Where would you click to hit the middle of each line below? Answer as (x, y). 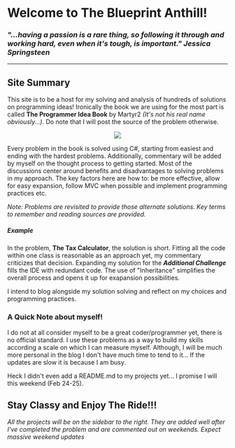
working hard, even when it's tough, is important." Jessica (109, 43)
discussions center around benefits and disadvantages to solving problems (115, 171)
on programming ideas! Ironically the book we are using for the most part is (116, 107)
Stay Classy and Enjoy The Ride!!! (82, 405)
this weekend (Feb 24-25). (45, 383)
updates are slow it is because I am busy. (66, 362)
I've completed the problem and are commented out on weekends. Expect (114, 430)
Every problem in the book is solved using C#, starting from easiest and (111, 149)
